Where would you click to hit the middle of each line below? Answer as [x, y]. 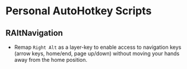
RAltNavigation [34, 33]
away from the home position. [50, 60]
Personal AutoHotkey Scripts [79, 11]
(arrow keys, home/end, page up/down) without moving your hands [97, 54]
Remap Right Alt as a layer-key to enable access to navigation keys [98, 47]
